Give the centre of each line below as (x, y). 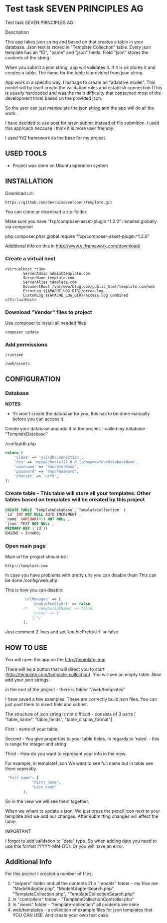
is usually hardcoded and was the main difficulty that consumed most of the (83, 93)
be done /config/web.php (31, 580)
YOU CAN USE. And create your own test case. (61, 915)
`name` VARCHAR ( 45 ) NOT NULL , (38, 519)
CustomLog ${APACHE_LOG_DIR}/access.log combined (76, 295)
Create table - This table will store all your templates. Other (78, 493)
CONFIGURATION (33, 379)
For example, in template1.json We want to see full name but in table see (79, 763)
